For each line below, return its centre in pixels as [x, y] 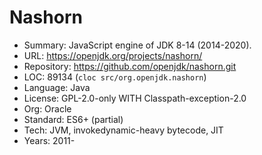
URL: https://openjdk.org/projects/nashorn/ [113, 55]
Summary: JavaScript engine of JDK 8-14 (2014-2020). [137, 45]
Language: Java [57, 87]
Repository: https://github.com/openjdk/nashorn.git [130, 66]
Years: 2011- [49, 140]
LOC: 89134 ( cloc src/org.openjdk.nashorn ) [115, 77]
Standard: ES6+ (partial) [73, 119]
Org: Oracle [47, 108]
